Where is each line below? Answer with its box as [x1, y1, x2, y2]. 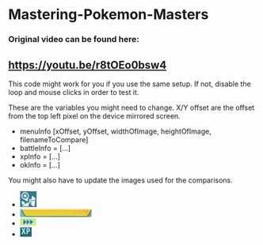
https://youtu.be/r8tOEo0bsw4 [8, 58, 167, 72]
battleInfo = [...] [19, 143, 71, 153]
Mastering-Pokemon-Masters [8, 6, 209, 24]
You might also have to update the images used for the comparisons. [8, 175, 234, 185]
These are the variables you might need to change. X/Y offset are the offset [8, 103, 255, 112]
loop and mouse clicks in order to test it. [8, 87, 139, 96]
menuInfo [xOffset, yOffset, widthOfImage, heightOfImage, [19, 126, 212, 136]
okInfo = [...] [19, 160, 61, 169]
